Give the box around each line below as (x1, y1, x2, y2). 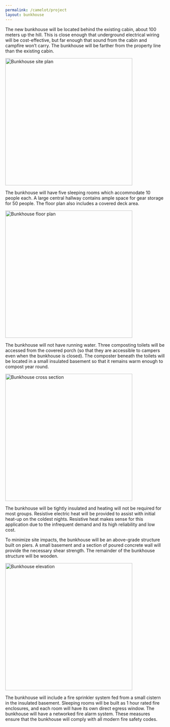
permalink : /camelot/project (5, 7, 67, 13)
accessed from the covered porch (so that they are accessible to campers (5, 347, 160, 353)
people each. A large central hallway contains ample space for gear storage (5, 194, 164, 201)
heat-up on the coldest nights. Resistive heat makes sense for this (5, 516, 144, 522)
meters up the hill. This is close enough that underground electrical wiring (5, 32, 160, 38)
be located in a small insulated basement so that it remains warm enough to (5, 358, 163, 364)
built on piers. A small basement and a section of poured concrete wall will (5, 542, 161, 548)
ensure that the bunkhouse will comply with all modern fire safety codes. (5, 716, 158, 722)
